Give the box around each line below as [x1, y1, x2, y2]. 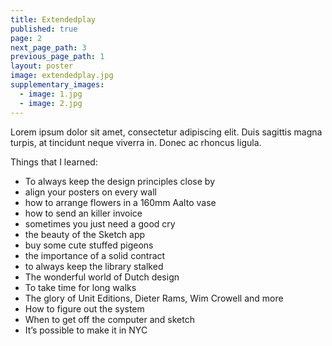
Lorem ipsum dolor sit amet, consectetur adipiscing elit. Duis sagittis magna [10, 126, 323, 138]
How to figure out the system [24, 302, 145, 315]
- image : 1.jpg [19, 89, 83, 99]
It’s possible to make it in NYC [24, 324, 148, 336]
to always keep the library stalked [24, 260, 164, 272]
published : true [10, 24, 78, 34]
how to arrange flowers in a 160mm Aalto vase [24, 196, 217, 208]
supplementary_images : [10, 80, 105, 90]
